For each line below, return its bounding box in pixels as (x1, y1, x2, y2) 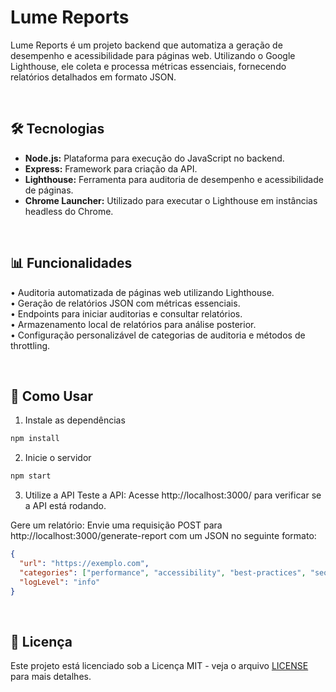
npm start (10, 471, 52, 481)
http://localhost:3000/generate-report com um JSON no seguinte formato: (10, 530, 317, 542)
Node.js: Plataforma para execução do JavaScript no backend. (24, 152, 285, 164)
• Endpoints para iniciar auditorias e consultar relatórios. (10, 307, 243, 320)
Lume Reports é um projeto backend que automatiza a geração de (10, 39, 283, 51)
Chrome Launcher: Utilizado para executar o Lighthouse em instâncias (24, 194, 318, 206)
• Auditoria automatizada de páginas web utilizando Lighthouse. (10, 286, 275, 298)
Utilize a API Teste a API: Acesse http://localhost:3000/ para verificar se (24, 489, 322, 501)
